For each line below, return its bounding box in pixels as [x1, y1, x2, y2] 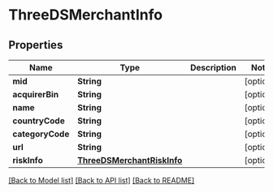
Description [190, 62, 237, 73]
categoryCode [12, 128, 70, 139]
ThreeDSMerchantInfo [8, 6, 163, 24]
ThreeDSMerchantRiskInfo [76, 155, 183, 165]
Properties [8, 38, 63, 52]
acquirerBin [12, 89, 59, 100]
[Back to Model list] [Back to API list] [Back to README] [8, 176, 195, 185]
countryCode [12, 115, 65, 127]
